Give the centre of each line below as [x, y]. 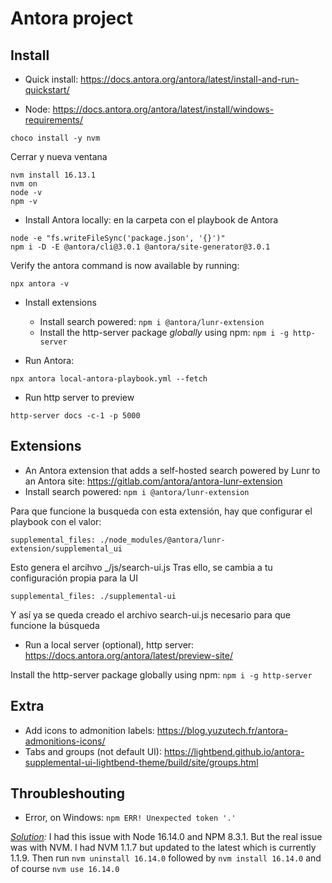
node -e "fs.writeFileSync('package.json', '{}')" [118, 238]
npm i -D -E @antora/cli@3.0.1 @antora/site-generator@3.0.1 [140, 247]
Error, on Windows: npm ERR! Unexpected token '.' [130, 818]
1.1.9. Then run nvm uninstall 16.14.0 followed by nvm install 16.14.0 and [166, 858]
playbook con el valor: [56, 521]
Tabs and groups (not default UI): [93, 751]
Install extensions [60, 302]
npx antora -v [40, 284]
